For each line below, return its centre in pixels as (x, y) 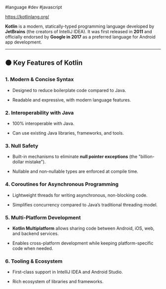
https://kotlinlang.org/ (27, 17)
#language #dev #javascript (34, 7)
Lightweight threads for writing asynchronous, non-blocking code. (80, 195)
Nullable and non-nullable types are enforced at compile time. (75, 171)
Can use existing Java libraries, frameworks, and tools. (68, 133)
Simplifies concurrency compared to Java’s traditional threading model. (85, 204)
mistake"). (35, 162)
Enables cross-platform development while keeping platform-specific (83, 243)
